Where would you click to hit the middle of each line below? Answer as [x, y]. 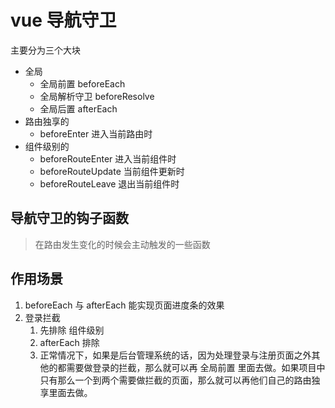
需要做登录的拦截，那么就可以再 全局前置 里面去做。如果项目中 [196, 367]
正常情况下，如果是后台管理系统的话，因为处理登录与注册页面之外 [175, 355]
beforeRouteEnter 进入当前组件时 [108, 158]
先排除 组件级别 [72, 330]
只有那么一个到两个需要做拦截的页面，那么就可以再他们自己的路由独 [180, 380]
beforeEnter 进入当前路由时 [96, 133]
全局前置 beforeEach [82, 83]
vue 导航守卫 [63, 20]
